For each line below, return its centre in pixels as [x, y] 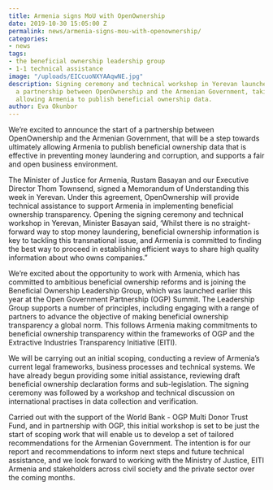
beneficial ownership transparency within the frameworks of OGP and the [132, 334]
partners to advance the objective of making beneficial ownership [119, 317]
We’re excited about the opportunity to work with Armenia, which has [124, 274]
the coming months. [42, 478]
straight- [236, 223]
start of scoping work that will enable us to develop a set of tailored [121, 435]
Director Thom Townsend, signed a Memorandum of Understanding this [129, 189]
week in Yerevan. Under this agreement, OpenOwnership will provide [124, 197]
